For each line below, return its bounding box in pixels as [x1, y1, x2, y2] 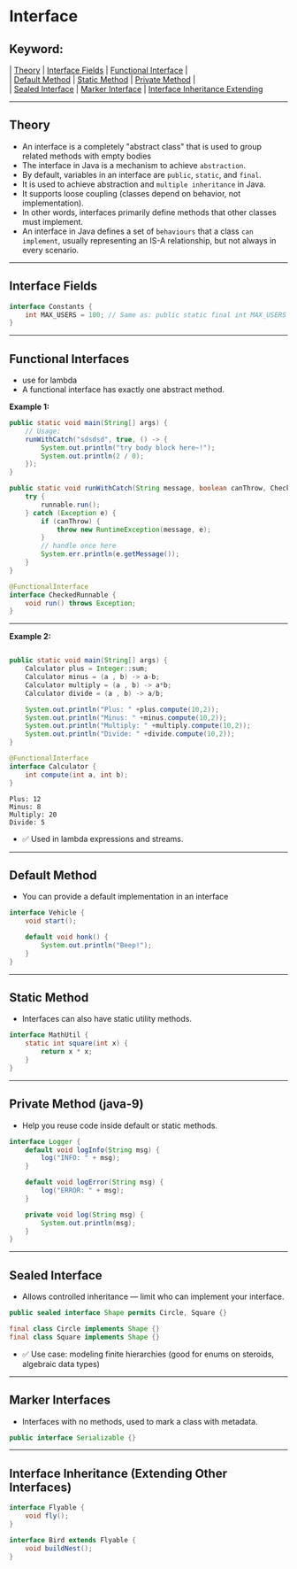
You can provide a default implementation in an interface [21, 892, 229, 902]
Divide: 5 [9, 817, 46, 827]
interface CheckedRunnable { [9, 591, 117, 599]
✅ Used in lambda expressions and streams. [21, 833, 184, 844]
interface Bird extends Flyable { [9, 1535, 137, 1544]
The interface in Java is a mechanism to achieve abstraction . [21, 159, 246, 170]
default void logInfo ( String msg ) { [25, 1145, 161, 1155]
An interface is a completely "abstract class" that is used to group [21, 141, 263, 151]
